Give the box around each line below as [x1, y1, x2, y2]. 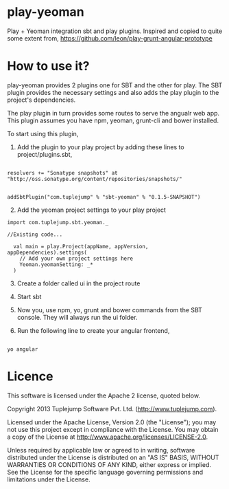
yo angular [7, 345, 38, 353]
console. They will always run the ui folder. [16, 313, 138, 321]
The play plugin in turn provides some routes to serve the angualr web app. [7, 109, 220, 117]
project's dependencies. [7, 96, 76, 104]
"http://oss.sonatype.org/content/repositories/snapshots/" [7, 175, 183, 182]
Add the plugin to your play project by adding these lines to [16, 142, 184, 151]
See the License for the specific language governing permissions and [7, 468, 204, 476]
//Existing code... [7, 231, 63, 238]
